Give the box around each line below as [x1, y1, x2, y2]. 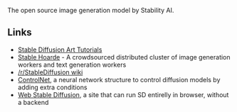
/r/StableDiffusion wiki [17, 67, 83, 77]
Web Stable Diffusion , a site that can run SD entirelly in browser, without [17, 90, 229, 99]
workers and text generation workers [17, 60, 127, 69]
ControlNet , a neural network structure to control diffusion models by [17, 75, 221, 84]
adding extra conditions [17, 83, 88, 91]
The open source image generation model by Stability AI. [7, 6, 174, 14]
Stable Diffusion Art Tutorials [17, 45, 102, 54]
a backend [17, 98, 49, 106]
